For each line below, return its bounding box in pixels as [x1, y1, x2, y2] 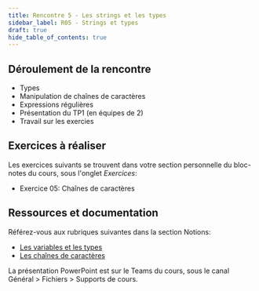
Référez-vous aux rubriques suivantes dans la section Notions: [8, 227, 211, 236]
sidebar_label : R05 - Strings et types [8, 19, 139, 27]
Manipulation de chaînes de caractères [19, 92, 146, 101]
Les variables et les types [19, 242, 103, 252]
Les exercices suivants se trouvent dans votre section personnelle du [8, 160, 232, 169]
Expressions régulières [19, 100, 94, 110]
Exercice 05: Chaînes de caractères [19, 184, 135, 193]
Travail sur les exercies [19, 117, 94, 126]
